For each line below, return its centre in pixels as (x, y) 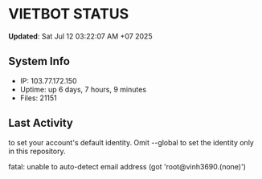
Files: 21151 (39, 98)
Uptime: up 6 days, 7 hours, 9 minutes (83, 89)
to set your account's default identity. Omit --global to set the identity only (131, 142)
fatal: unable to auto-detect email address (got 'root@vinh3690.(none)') (127, 166)
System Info (39, 61)
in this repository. (37, 151)
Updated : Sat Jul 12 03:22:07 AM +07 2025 (80, 36)
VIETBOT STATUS (69, 14)
